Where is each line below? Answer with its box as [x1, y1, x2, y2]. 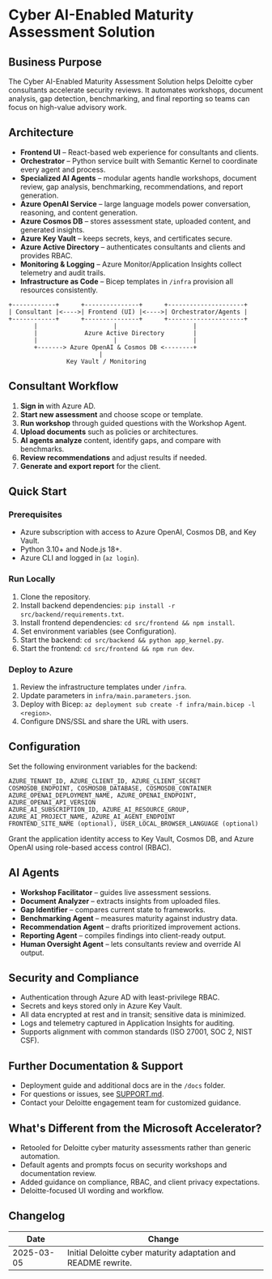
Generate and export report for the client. [19, 461, 161, 471]
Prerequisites [8, 509, 62, 520]
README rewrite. [67, 1257, 132, 1268]
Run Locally [8, 573, 56, 585]
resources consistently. [19, 285, 99, 295]
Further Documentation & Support [8, 1059, 184, 1072]
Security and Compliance [8, 970, 139, 985]
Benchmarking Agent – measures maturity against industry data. [19, 913, 238, 923]
